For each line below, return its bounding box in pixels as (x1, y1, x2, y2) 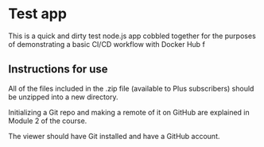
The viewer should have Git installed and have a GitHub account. (8, 131, 220, 141)
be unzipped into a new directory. (8, 92, 118, 102)
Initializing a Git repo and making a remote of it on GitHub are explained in (8, 107, 250, 117)
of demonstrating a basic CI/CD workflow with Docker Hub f (8, 39, 205, 48)
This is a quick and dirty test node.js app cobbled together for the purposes (8, 31, 256, 41)
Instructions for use (8, 63, 109, 76)
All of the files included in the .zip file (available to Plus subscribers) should (8, 83, 254, 93)
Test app (8, 5, 68, 23)
